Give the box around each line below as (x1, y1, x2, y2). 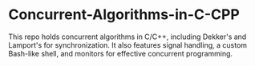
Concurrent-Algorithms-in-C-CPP (8, 6, 241, 24)
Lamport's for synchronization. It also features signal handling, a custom (8, 40, 247, 49)
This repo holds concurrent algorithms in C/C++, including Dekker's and (8, 32, 247, 41)
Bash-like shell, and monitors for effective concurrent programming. (8, 49, 233, 58)
